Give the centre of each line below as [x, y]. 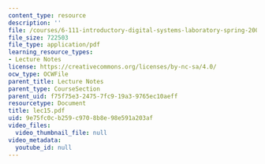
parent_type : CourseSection [54, 89]
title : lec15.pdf [37, 111]
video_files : [30, 125]
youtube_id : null [44, 147]
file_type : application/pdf [54, 45]
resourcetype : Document [47, 103]
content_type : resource [47, 15]
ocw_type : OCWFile [38, 74]
